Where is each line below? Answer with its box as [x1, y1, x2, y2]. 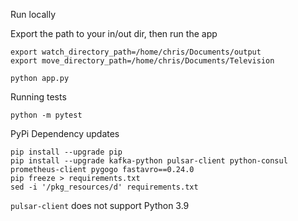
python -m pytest [10, 110, 83, 120]
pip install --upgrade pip [10, 147, 123, 157]
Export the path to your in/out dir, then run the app [10, 28, 218, 39]
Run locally [10, 9, 56, 20]
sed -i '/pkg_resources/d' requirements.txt [10, 182, 199, 192]
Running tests [10, 91, 67, 103]
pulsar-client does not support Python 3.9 [10, 200, 190, 211]
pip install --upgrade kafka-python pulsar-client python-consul [10, 156, 288, 166]
